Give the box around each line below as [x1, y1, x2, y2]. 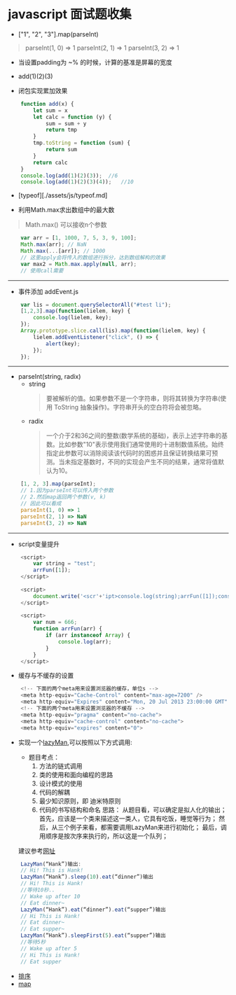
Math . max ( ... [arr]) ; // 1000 [20, 248, 106, 255]
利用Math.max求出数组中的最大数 [18, 206, 115, 214]
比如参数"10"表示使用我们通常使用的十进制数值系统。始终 [58, 440, 224, 449]
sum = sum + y [45, 120, 87, 127]
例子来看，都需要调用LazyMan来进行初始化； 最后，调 [69, 823, 227, 831]
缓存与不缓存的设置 [18, 672, 74, 680]
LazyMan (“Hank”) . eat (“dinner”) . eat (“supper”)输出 [20, 906, 167, 913]
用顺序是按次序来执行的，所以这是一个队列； [39, 831, 169, 840]
